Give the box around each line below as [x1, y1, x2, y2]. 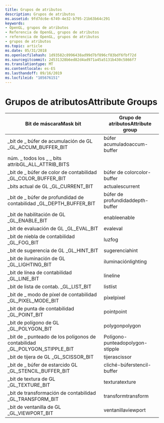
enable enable [103, 214, 135, 221]
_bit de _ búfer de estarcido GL [7, 361, 78, 368]
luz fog [103, 236, 119, 243]
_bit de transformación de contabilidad [7, 389, 96, 396]
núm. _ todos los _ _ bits [7, 155, 62, 161]
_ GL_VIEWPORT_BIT [7, 409, 54, 416]
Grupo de [119, 114, 142, 121]
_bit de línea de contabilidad [7, 269, 72, 276]
